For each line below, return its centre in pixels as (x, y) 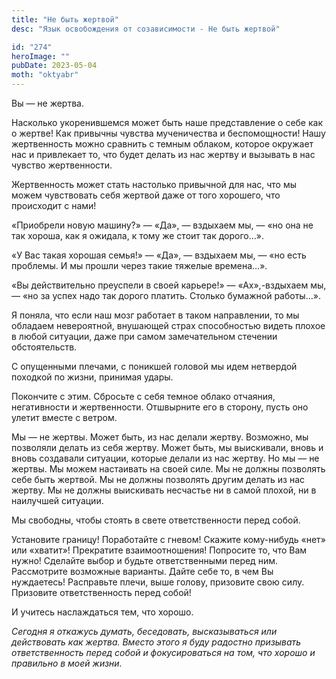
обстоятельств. (44, 347)
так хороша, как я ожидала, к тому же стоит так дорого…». (137, 235)
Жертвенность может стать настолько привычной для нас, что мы (154, 184)
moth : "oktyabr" (45, 75)
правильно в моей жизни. (67, 663)
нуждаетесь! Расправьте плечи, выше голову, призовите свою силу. (158, 582)
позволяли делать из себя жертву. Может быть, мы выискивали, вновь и (167, 447)
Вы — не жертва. (47, 103)
